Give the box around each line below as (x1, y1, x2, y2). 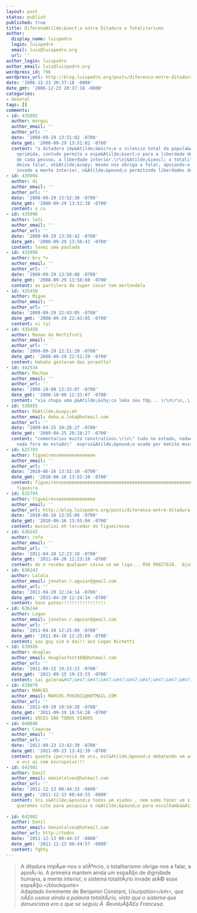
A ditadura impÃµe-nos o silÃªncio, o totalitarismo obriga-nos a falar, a (20, 862, 192, 869)
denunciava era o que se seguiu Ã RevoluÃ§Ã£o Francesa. (20, 900, 165, 907)
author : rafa (11, 534, 43, 540)
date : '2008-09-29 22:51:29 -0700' (11, 348, 98, 354)
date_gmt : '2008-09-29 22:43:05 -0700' (11, 315, 109, 321)
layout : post (6, 8, 38, 15)
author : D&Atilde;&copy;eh (11, 408, 77, 414)
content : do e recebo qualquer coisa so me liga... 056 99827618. (11, 562, 177, 568)
